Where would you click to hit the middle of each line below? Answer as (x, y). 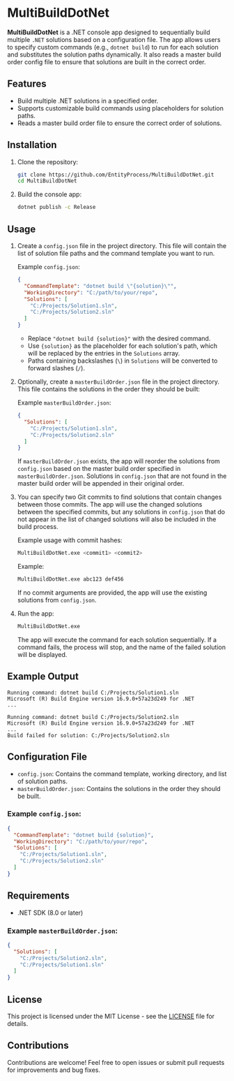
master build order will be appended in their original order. (101, 484)
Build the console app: (49, 194)
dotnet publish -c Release (56, 208)
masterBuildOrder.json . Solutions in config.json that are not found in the (122, 476)
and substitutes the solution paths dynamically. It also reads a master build (114, 55)
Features (27, 84)
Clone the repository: (48, 161)
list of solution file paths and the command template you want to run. (116, 253)
